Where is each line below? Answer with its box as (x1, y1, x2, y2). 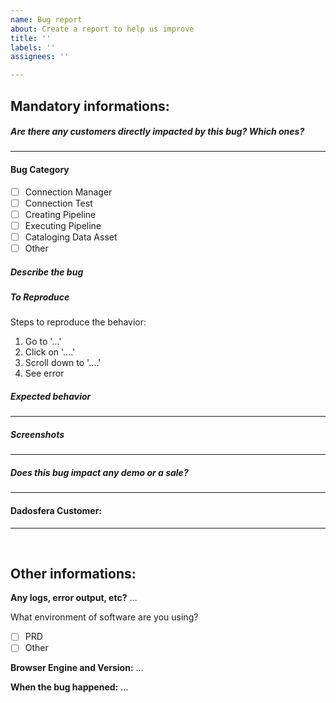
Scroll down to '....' (24, 357, 102, 369)
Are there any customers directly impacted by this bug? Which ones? (10, 126, 305, 138)
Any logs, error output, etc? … (10, 592, 138, 604)
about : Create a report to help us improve (10, 24, 195, 34)
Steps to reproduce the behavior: (10, 316, 147, 328)
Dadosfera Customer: (10, 504, 103, 516)
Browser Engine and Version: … (10, 662, 144, 674)
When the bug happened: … (10, 681, 129, 693)
